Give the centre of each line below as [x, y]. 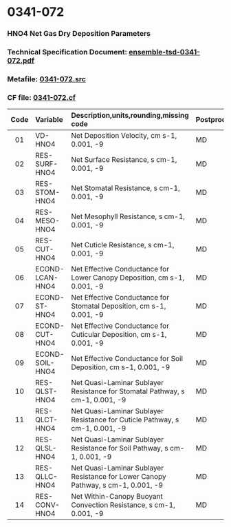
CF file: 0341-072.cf [42, 97]
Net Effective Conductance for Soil [127, 359]
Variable [49, 120]
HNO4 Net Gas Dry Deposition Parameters [79, 34]
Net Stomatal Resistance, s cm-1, [126, 188]
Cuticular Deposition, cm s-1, [119, 335]
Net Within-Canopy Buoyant [117, 497]
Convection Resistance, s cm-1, [123, 505]
